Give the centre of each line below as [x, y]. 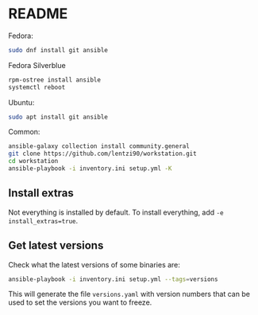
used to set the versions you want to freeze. [80, 302]
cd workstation [33, 161]
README [38, 14]
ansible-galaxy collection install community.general [99, 146]
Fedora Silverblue [37, 65]
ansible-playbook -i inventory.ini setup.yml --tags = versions [113, 279]
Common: [24, 132]
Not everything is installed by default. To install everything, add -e [116, 212]
